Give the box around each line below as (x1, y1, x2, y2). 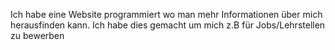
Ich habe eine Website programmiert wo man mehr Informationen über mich (10, 9, 323, 20)
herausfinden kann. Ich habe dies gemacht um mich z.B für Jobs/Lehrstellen (10, 19, 326, 31)
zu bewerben (10, 30, 65, 41)
